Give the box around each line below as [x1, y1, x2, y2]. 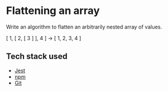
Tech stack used [6, 51, 68, 62]
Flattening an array [6, 4, 100, 17]
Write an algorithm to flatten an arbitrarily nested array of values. [6, 23, 163, 30]
